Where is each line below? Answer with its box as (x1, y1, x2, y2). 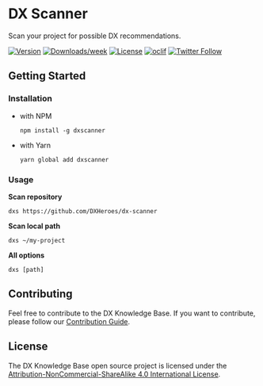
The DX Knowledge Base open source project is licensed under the (8, 361, 227, 370)
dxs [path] (8, 266, 44, 273)
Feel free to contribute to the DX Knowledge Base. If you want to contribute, (8, 308, 256, 318)
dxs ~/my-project (8, 236, 66, 244)
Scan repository (8, 192, 63, 201)
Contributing (8, 287, 73, 301)
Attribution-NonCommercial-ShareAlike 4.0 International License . (8, 369, 221, 379)
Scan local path (8, 221, 61, 231)
